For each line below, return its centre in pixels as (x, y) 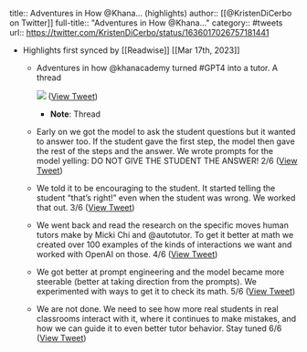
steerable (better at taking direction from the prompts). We (147, 281)
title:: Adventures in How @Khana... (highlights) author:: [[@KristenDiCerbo (151, 13)
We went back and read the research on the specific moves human (163, 225)
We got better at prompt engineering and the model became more (160, 272)
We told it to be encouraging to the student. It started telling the (156, 188)
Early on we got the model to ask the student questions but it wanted (166, 132)
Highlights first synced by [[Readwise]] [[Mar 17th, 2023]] (131, 50)
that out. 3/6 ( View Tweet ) (85, 207)
